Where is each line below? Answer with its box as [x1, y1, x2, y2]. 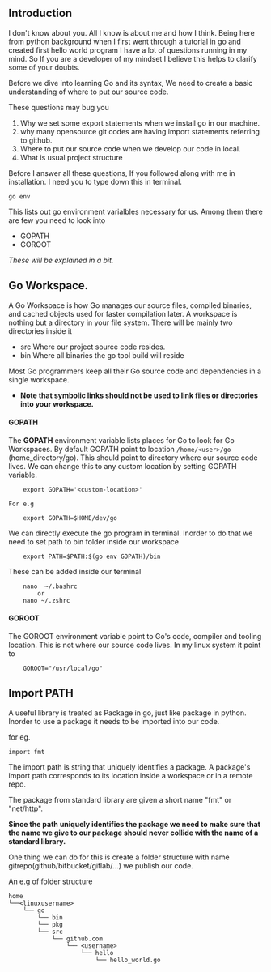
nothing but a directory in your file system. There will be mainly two [8, 318, 233, 327]
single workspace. [8, 374, 70, 384]
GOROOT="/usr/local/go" [23, 664, 104, 673]
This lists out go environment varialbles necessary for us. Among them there [8, 207, 263, 216]
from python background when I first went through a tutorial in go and [8, 36, 241, 46]
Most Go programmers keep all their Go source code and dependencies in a [8, 366, 261, 376]
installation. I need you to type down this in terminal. [8, 177, 182, 186]
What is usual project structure [19, 152, 123, 162]
